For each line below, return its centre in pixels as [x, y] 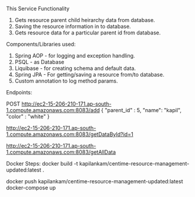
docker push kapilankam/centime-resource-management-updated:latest [95, 181]
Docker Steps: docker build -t [42, 163]
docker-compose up [31, 188]
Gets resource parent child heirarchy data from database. [85, 20]
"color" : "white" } [28, 116]
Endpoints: [19, 92]
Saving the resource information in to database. [73, 26]
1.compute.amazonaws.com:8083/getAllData [61, 152]
